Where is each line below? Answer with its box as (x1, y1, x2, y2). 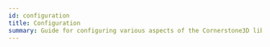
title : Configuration (8, 19, 81, 27)
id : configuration (8, 11, 70, 20)
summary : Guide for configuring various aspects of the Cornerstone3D (8, 26, 250, 34)
